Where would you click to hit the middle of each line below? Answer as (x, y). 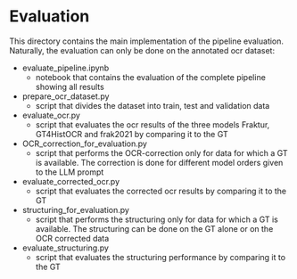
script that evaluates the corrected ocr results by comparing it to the (161, 191)
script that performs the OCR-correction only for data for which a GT (161, 152)
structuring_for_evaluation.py (75, 209)
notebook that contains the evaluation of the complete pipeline (150, 77)
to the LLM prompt (70, 172)
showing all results (70, 86)
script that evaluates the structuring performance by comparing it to (161, 257)
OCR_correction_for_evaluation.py (84, 144)
